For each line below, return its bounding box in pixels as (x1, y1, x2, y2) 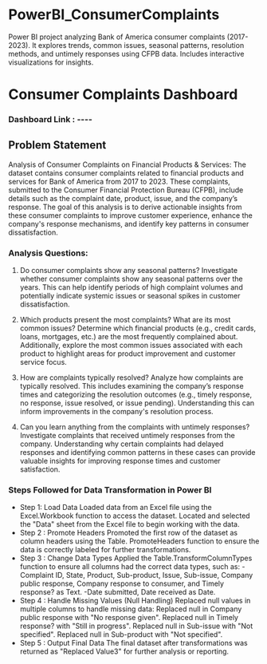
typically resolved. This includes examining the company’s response (19, 381, 245, 391)
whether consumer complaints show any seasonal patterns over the (19, 274, 243, 284)
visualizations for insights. (8, 57, 94, 67)
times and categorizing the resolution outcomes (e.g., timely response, (19, 389, 253, 400)
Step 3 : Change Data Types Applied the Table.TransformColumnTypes (19, 553, 253, 563)
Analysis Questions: (8, 247, 89, 259)
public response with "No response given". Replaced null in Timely (19, 613, 239, 622)
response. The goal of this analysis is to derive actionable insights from (8, 202, 242, 211)
